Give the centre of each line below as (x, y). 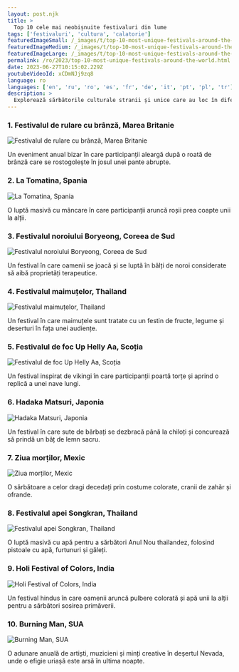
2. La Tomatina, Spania (47, 180)
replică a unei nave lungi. (44, 384)
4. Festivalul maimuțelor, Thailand (67, 291)
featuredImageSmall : (38, 41)
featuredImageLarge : (38, 54)
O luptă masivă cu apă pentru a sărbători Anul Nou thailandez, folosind (111, 542)
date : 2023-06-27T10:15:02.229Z (55, 67)
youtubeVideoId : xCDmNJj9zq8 (51, 73)
